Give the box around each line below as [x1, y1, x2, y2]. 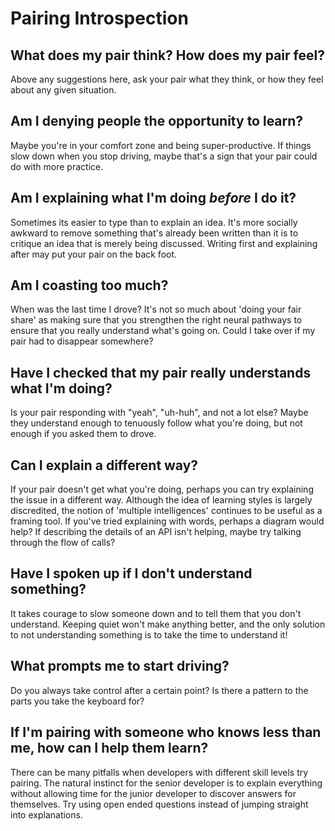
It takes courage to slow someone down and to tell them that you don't [10, 607, 302, 619]
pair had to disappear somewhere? [10, 335, 154, 347]
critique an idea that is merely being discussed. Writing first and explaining [10, 237, 318, 249]
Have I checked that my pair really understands [10, 364, 312, 381]
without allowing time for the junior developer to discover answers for [10, 787, 297, 799]
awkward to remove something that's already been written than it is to [10, 227, 299, 239]
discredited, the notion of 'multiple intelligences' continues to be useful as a [10, 505, 323, 517]
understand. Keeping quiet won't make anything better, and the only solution [10, 618, 326, 630]
